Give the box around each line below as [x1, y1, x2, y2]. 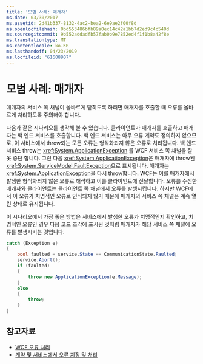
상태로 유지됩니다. [12, 200, 55, 207]
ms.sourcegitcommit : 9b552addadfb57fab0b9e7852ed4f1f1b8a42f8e [6, 32, 170, 38]
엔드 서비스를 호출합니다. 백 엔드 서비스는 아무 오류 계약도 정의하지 [24, 131, 181, 139]
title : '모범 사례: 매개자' [6, 9, 68, 15]
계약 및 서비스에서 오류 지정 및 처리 [15, 351, 98, 359]
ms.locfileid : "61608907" [6, 54, 72, 60]
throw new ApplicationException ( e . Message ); [28, 274, 142, 280]
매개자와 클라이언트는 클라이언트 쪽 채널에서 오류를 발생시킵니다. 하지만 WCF [6, 185, 188, 192]
